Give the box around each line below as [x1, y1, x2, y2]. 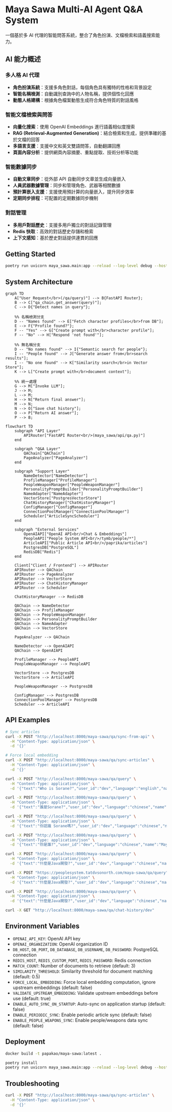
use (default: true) [12, 995, 51, 1001]
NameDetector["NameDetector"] [24, 473, 88, 478]
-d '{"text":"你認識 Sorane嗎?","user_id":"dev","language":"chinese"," [10, 823, 165, 828]
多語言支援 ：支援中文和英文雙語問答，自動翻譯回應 [12, 142, 121, 149]
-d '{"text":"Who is [10, 786, 54, 791]
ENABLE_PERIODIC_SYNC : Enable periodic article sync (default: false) [12, 1012, 152, 1018]
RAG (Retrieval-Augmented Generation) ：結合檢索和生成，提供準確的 [12, 130, 162, 136]
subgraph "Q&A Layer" [14, 447, 60, 452]
